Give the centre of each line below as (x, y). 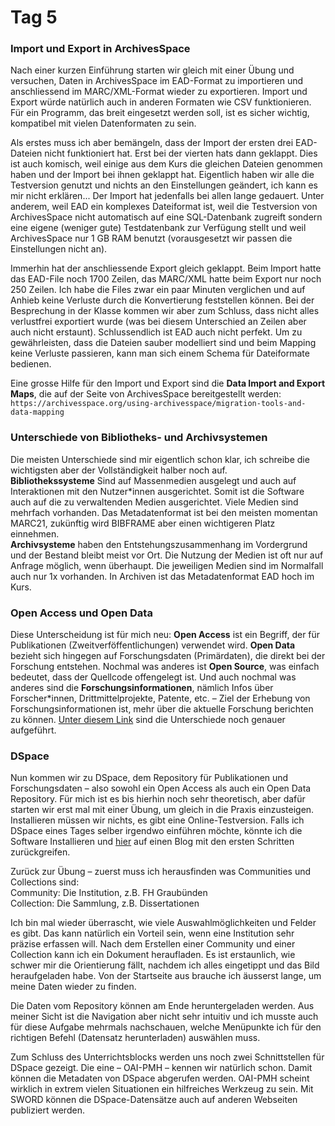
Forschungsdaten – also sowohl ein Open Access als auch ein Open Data (161, 788)
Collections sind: (45, 882)
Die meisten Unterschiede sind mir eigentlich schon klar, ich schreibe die (160, 459)
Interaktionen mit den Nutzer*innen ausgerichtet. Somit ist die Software (157, 491)
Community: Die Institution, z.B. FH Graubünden (109, 893)
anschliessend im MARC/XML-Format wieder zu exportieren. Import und (159, 92)
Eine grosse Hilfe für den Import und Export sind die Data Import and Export (168, 383)
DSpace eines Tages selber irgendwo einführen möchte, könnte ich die (156, 831)
